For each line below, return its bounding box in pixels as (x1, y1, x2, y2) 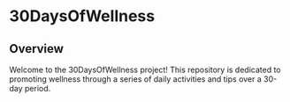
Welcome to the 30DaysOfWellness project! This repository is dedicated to (9, 64, 281, 75)
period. (25, 84, 51, 93)
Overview (9, 41, 65, 56)
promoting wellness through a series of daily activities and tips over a (9, 74, 263, 84)
